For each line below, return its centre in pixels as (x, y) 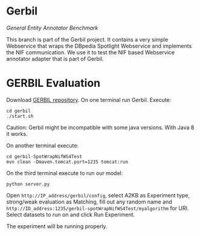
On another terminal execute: (43, 145)
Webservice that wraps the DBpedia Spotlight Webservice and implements (99, 46)
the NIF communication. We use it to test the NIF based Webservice (91, 52)
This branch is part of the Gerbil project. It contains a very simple (87, 39)
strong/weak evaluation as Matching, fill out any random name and (89, 202)
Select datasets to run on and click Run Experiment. (71, 214)
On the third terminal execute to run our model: (65, 173)
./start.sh (20, 116)
